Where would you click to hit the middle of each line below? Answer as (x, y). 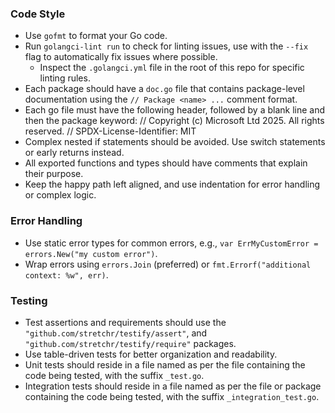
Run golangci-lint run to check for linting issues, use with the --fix (166, 46)
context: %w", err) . (66, 274)
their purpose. (54, 174)
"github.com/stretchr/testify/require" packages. (130, 343)
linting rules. (65, 78)
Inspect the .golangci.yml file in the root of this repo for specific (172, 68)
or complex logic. (60, 195)
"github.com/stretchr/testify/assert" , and (116, 333)
